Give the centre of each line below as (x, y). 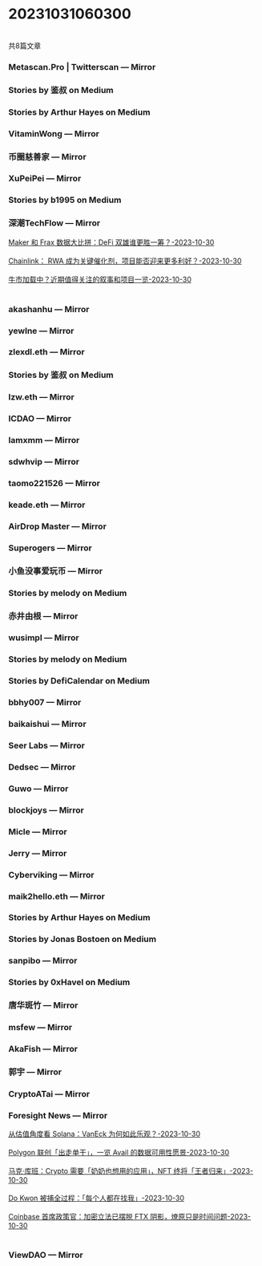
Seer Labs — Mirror (47, 745)
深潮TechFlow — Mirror (54, 223)
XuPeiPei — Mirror (45, 179)
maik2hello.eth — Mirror (57, 896)
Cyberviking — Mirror (51, 874)
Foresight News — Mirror (58, 1115)
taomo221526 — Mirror (54, 483)
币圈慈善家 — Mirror (47, 156)
